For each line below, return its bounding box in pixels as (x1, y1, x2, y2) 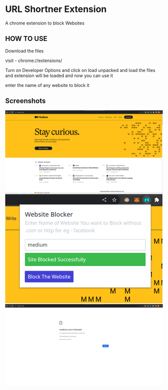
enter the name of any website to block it (5, 82, 89, 88)
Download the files (5, 47, 44, 53)
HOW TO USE (5, 34, 47, 43)
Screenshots (5, 96, 46, 105)
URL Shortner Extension (5, 3, 107, 15)
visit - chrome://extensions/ (5, 57, 62, 63)
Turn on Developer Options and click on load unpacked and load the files (5, 67, 155, 73)
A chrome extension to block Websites (5, 20, 85, 26)
